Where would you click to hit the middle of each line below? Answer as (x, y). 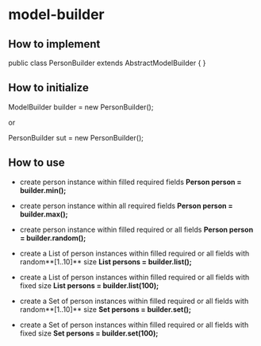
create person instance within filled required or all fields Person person (136, 229)
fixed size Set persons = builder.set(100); (89, 333)
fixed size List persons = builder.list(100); (89, 285)
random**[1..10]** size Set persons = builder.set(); (106, 309)
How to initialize (48, 88)
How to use (36, 163)
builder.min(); (43, 190)
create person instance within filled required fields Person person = (130, 182)
